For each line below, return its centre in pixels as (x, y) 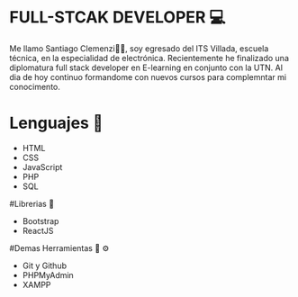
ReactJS (38, 230)
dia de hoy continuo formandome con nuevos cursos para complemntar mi (148, 76)
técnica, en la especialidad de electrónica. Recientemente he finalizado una (149, 58)
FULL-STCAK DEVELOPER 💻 (118, 18)
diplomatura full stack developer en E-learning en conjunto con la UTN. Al (146, 67)
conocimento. (35, 86)
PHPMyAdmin (48, 274)
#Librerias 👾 (32, 203)
